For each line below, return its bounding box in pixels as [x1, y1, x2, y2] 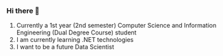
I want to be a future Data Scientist [16, 43, 114, 51]
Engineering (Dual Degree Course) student [16, 28, 137, 36]
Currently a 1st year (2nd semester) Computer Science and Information [16, 22, 217, 30]
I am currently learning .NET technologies [16, 36, 134, 44]
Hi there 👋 [6, 6, 40, 16]
